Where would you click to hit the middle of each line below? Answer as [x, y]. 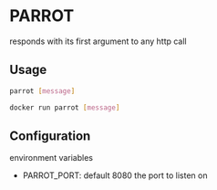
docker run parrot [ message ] [65, 107]
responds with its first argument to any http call [98, 41]
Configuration [50, 136]
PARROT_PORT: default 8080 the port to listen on [115, 175]
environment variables [52, 158]
